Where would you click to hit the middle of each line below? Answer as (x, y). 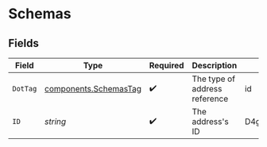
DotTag (25, 89)
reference (210, 99)
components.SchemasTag (93, 89)
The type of (214, 79)
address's (210, 122)
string (56, 122)
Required (166, 66)
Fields (24, 43)
